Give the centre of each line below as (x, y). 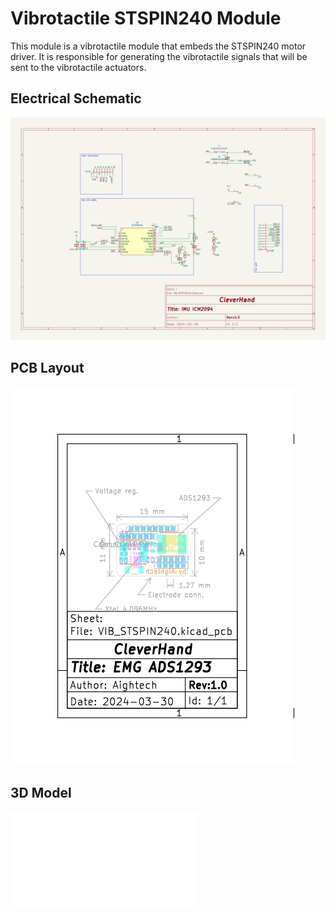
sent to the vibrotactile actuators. (78, 67)
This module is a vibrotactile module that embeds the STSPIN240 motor (158, 46)
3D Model (41, 793)
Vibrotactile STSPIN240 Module (146, 18)
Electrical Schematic (76, 98)
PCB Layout (47, 368)
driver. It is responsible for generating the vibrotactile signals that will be (159, 56)
